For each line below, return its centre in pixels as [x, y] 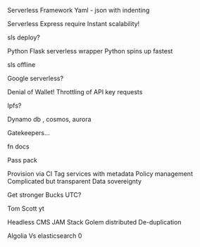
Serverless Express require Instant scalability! [74, 24]
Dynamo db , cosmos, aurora [49, 119]
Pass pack [22, 160]
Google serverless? [36, 78]
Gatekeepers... [29, 133]
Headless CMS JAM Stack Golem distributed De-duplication [94, 222]
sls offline [21, 65]
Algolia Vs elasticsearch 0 [45, 236]
